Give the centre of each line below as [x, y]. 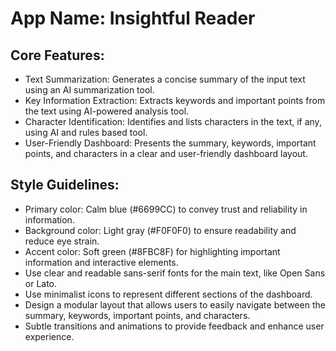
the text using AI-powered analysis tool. [107, 111]
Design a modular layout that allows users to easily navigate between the [175, 304]
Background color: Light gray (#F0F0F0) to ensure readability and [160, 230]
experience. [49, 336]
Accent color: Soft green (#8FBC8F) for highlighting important [152, 251]
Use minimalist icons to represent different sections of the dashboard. [168, 294]
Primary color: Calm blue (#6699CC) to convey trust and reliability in [166, 209]
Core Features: [57, 55]
